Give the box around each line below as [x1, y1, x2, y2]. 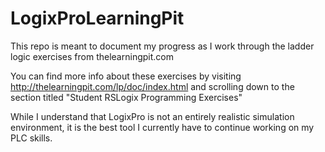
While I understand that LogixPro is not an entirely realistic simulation [10, 110, 295, 122]
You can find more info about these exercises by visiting [10, 70, 242, 82]
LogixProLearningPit [10, 7, 185, 30]
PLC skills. [10, 132, 53, 144]
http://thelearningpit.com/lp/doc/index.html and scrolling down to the [10, 80, 295, 92]
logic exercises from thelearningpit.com [10, 50, 174, 62]
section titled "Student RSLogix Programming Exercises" [10, 91, 243, 103]
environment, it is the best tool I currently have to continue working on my [10, 121, 315, 133]
